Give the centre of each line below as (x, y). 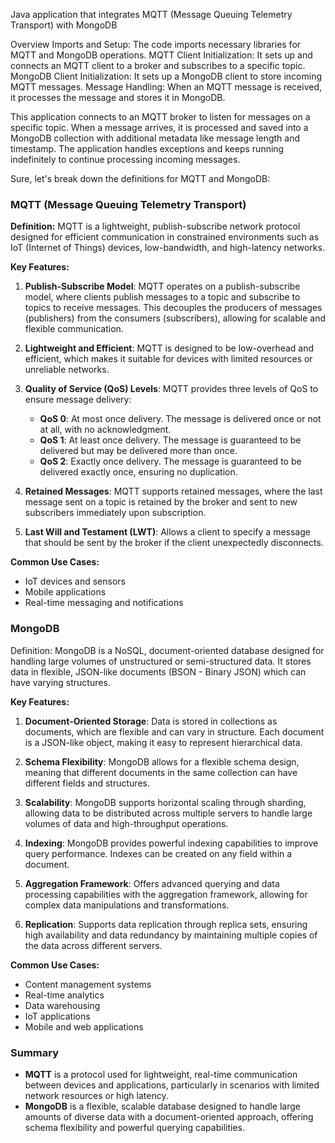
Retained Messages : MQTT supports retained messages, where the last (173, 491)
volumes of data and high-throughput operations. (126, 823)
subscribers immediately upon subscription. (115, 513)
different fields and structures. (87, 783)
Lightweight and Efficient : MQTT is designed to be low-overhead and (169, 348)
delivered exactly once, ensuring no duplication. (138, 472)
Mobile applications (65, 592)
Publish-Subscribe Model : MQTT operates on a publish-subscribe (162, 286)
